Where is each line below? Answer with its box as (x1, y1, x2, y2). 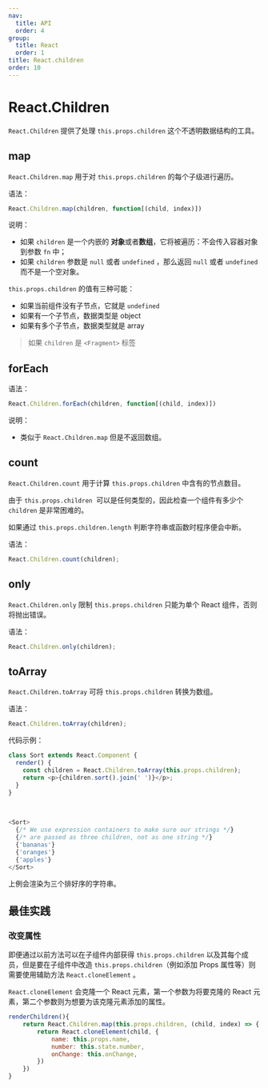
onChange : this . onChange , (50, 1050, 138, 1058)
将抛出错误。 (8, 610, 50, 619)
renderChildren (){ (8, 1013, 70, 1021)
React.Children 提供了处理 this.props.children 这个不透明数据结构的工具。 (8, 126, 259, 135)
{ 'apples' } (15, 855, 52, 864)
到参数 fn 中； (19, 247, 66, 257)
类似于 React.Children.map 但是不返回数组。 (19, 433, 166, 442)
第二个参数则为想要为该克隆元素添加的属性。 (22, 997, 170, 1006)
